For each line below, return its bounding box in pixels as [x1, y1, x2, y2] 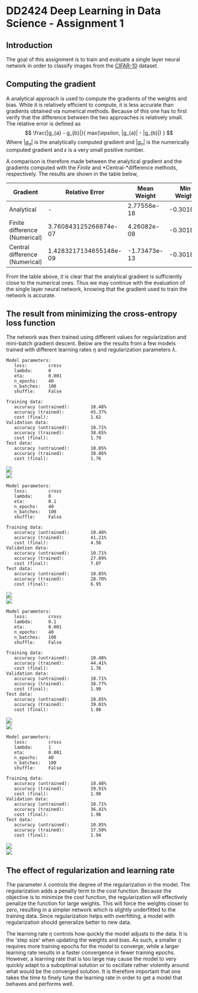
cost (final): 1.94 [14, 832, 101, 838]
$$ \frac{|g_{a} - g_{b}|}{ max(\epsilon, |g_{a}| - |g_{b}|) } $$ [24, 129, 174, 136]
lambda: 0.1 [14, 619, 57, 625]
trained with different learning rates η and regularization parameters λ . [6, 346, 177, 353]
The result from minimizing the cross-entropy [6, 309, 178, 318]
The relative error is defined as [6, 120, 81, 127]
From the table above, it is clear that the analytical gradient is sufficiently [6, 273, 183, 280]
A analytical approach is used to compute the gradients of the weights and [6, 95, 187, 102]
